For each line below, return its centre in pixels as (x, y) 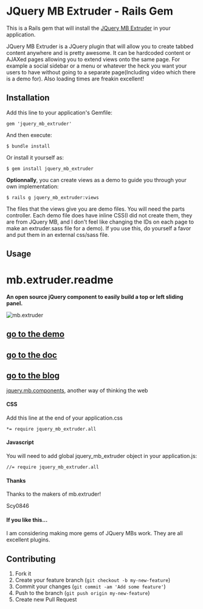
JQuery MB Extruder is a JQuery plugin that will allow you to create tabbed (100, 46)
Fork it (23, 574)
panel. (15, 303)
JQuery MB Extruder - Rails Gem (90, 11)
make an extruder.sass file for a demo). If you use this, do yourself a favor (99, 228)
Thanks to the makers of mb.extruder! (54, 494)
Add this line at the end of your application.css (64, 418)
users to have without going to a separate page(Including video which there (101, 72)
